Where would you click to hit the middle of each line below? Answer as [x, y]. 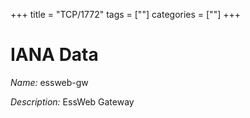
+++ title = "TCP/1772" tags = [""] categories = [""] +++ [125, 14]
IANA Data [54, 55]
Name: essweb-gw [49, 82]
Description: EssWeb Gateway [72, 101]
